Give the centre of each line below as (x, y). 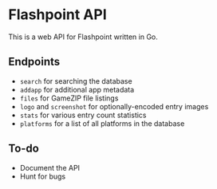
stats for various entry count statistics (83, 115)
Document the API (50, 167)
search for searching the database (76, 81)
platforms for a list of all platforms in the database (102, 123)
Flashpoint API (58, 15)
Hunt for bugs (43, 176)
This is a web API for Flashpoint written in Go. (83, 37)
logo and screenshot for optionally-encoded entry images (114, 106)
